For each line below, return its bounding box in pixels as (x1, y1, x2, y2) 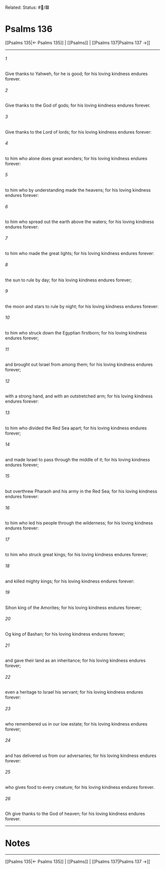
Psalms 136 (5, 24, 53, 35)
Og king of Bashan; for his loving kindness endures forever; (5, 631, 125, 637)
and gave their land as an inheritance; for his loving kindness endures (5, 658, 146, 664)
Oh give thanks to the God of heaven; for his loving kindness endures (5, 811, 145, 817)
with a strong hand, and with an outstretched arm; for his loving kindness (5, 393, 153, 399)
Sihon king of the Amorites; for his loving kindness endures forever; (5, 604, 142, 611)
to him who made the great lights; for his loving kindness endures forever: (5, 251, 155, 256)
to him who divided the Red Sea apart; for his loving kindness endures (5, 425, 147, 431)
